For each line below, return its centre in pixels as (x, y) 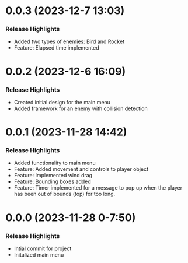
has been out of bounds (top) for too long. (65, 194)
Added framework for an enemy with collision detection (81, 108)
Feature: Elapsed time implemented (56, 48)
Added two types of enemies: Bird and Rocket (69, 41)
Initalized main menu (39, 254)
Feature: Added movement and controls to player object (81, 169)
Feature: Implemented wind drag (53, 176)
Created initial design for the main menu (62, 102)
